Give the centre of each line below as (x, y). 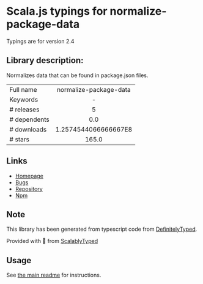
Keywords (24, 99)
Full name (24, 89)
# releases (24, 110)
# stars (19, 139)
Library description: (45, 60)
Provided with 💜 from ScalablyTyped (52, 241)
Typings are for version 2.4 (40, 41)
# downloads (28, 129)
